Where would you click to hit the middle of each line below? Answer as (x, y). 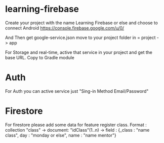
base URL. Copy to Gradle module (40, 57)
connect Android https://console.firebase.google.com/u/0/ (65, 28)
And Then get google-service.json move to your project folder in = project (81, 37)
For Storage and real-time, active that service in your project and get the (79, 52)
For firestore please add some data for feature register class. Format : (76, 125)
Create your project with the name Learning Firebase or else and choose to (82, 23)
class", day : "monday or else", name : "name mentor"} (61, 135)
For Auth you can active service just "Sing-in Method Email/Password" (77, 91)
